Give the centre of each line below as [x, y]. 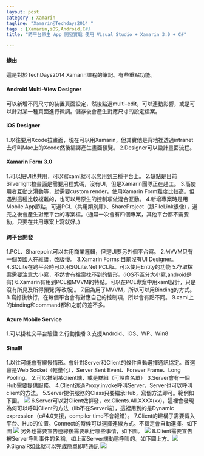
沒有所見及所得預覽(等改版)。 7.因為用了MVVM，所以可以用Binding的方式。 [101, 290]
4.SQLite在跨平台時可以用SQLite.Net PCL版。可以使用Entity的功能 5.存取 [97, 267]
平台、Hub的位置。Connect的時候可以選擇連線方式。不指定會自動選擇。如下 [102, 423]
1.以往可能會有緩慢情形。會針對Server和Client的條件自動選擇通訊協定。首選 [101, 362]
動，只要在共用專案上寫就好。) [43, 222]
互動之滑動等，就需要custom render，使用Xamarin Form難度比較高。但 [106, 191]
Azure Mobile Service [34, 319]
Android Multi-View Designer [44, 89]
